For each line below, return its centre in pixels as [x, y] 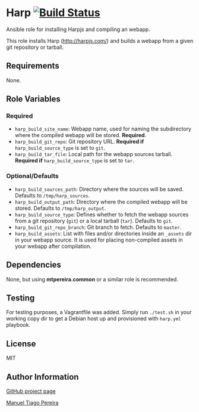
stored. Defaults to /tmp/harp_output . [60, 208]
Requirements [33, 66]
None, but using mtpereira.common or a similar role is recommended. [92, 279]
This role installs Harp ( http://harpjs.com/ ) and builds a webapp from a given [100, 41]
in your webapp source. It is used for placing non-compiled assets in [99, 240]
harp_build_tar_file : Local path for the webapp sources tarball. [94, 154]
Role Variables [33, 99]
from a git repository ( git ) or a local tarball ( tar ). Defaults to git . [94, 221]
